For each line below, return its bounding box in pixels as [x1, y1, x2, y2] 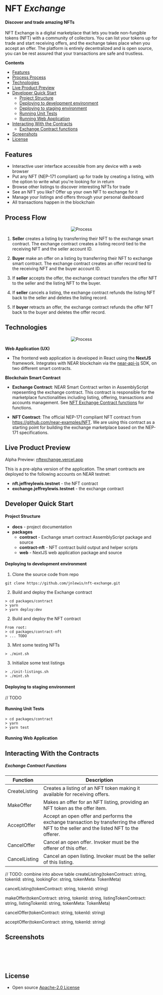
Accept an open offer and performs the [43, 813, 132, 819]
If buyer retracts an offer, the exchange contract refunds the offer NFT [12, 304, 154, 310]
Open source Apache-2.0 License [12, 985, 80, 991]
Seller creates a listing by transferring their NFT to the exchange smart [12, 236, 154, 241]
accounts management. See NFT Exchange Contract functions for [12, 400, 144, 405]
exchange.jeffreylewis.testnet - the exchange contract [12, 485, 124, 491]
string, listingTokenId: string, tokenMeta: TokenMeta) [5, 900, 111, 906]
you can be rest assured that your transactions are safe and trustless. [5, 50, 144, 56]
